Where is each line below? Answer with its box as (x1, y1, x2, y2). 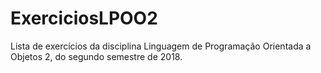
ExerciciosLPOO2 (10, 7, 158, 30)
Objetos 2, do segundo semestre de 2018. (10, 50, 183, 62)
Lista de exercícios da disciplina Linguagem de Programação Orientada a (10, 40, 312, 52)
